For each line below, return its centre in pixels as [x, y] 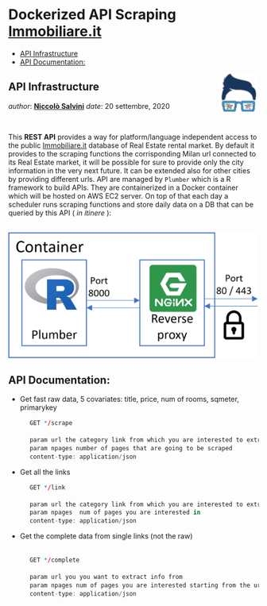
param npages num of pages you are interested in [115, 513]
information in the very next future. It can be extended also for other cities [129, 170]
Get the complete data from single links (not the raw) [106, 536]
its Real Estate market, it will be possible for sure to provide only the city [126, 162]
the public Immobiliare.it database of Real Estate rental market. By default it [132, 145]
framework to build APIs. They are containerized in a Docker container [123, 187]
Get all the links [45, 472]
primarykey [38, 407]
